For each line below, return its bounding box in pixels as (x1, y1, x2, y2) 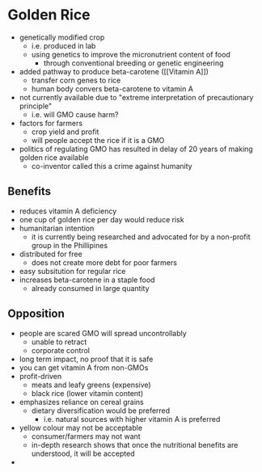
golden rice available (19, 152, 90, 162)
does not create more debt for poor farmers (31, 257, 177, 268)
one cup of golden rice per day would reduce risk (19, 214, 184, 224)
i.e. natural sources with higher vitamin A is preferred (43, 414, 221, 424)
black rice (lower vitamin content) (31, 388, 144, 398)
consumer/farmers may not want (31, 431, 141, 441)
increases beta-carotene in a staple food (19, 275, 155, 284)
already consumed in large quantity (31, 283, 150, 293)
